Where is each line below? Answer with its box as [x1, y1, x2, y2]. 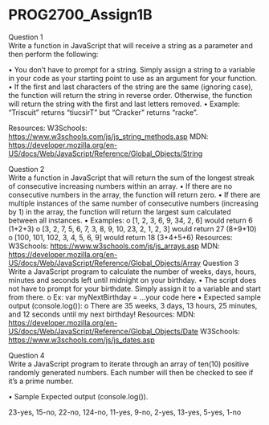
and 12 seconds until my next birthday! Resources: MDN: [8, 309, 196, 319]
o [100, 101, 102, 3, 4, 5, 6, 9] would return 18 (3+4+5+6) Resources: [8, 232, 233, 242]
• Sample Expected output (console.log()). [8, 391, 149, 401]
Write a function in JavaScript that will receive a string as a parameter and [8, 40, 253, 50]
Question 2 [8, 164, 45, 174]
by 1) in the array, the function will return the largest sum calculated [8, 206, 231, 216]
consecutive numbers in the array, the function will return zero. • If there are [8, 190, 261, 199]
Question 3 [202, 258, 239, 268]
